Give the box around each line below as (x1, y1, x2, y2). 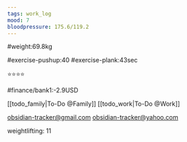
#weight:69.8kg (7, 43, 53, 51)
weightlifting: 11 (7, 127, 51, 135)
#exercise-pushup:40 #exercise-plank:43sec (7, 56, 138, 64)
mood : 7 (7, 17, 30, 24)
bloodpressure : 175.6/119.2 (7, 23, 90, 30)
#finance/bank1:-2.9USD (7, 86, 78, 94)
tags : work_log (7, 10, 52, 17)
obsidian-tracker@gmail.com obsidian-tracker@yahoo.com (7, 113, 179, 122)
